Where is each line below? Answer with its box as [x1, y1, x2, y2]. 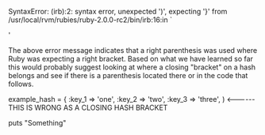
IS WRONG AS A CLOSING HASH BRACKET [26, 103, 168, 112]
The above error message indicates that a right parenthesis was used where [8, 46, 258, 54]
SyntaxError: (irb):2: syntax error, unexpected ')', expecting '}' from [8, 7, 228, 16]
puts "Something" [8, 118, 67, 127]
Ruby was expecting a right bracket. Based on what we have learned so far [8, 54, 254, 63]
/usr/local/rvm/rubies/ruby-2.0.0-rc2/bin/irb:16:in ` [8, 15, 173, 24]
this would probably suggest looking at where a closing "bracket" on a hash [8, 62, 256, 72]
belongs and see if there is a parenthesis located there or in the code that [8, 71, 248, 80]
